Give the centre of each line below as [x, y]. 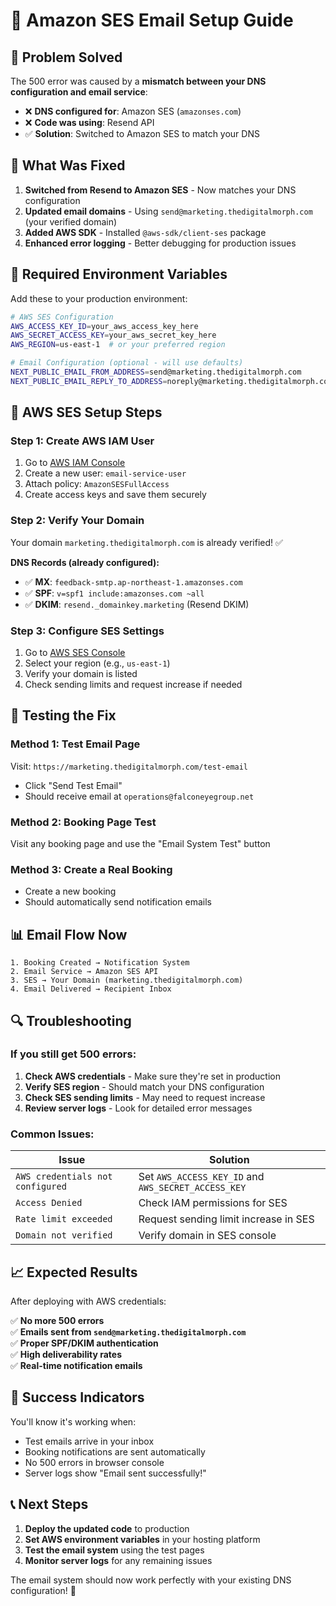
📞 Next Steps [49, 1504]
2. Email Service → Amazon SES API [84, 972]
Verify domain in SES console [207, 1236]
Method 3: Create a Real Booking [91, 869]
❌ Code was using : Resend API [89, 122]
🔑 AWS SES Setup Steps [86, 412]
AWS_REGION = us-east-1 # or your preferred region [118, 345]
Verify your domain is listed [81, 674]
